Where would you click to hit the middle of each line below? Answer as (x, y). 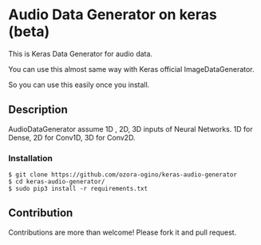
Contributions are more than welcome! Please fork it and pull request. (123, 232)
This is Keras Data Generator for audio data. (81, 53)
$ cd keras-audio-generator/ (57, 182)
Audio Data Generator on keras (113, 15)
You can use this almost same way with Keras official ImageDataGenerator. (131, 69)
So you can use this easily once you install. (79, 85)
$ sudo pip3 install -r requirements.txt (78, 189)
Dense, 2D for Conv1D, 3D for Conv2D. (72, 137)
